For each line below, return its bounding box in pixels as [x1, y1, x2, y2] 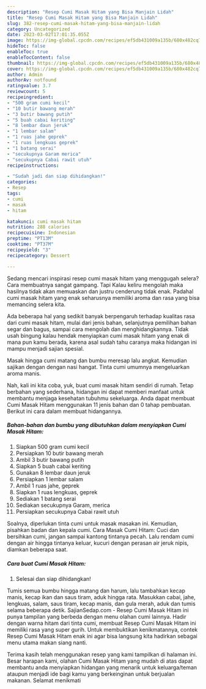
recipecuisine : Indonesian [7, 230, 76, 236]
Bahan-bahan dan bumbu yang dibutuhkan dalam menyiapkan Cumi [7, 421, 186, 429]
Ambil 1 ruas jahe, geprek [15, 482, 80, 489]
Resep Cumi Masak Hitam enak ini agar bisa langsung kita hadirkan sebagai [7, 633, 197, 640]
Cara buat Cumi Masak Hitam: [7, 560, 86, 567]
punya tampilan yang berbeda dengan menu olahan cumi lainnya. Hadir [7, 613, 187, 621]
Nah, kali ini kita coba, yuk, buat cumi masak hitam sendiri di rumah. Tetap [7, 381, 194, 388]
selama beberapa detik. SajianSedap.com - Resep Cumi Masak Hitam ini [7, 607, 189, 614]
